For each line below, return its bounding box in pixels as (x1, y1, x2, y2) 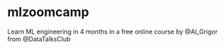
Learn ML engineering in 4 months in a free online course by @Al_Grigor (7, 27, 218, 36)
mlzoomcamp (7, 4, 90, 20)
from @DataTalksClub (7, 34, 71, 43)
